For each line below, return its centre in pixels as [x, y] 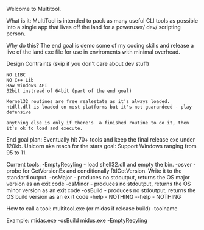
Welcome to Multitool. [34, 9]
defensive [19, 112]
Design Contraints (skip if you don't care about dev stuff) [78, 64]
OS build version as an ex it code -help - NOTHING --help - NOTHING [94, 197]
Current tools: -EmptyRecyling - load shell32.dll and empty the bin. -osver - [101, 164]
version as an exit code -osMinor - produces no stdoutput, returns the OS [99, 184]
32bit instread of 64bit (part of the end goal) [69, 91]
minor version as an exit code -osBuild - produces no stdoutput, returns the [101, 190]
